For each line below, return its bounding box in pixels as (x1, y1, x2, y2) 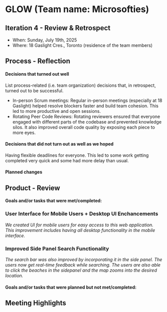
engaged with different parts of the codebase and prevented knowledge (12, 118, 162, 124)
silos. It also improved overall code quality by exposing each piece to (12, 124, 155, 130)
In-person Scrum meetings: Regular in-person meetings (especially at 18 (12, 97, 162, 103)
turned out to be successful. (5, 87, 64, 94)
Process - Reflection (5, 57, 70, 66)
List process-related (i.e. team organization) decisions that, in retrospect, (5, 82, 156, 88)
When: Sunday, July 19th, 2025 (12, 37, 77, 43)
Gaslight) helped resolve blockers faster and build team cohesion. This (12, 102, 159, 109)
